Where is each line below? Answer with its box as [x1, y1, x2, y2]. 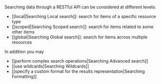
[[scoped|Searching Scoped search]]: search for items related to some [11, 24, 154, 30]
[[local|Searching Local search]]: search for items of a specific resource [11, 14, 156, 19]
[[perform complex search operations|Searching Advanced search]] [11, 58, 148, 64]
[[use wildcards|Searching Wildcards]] [11, 63, 89, 69]
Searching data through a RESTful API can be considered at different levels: [4, 4, 156, 10]
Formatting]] [11, 74, 37, 79]
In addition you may [4, 49, 44, 54]
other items [11, 29, 35, 34]
